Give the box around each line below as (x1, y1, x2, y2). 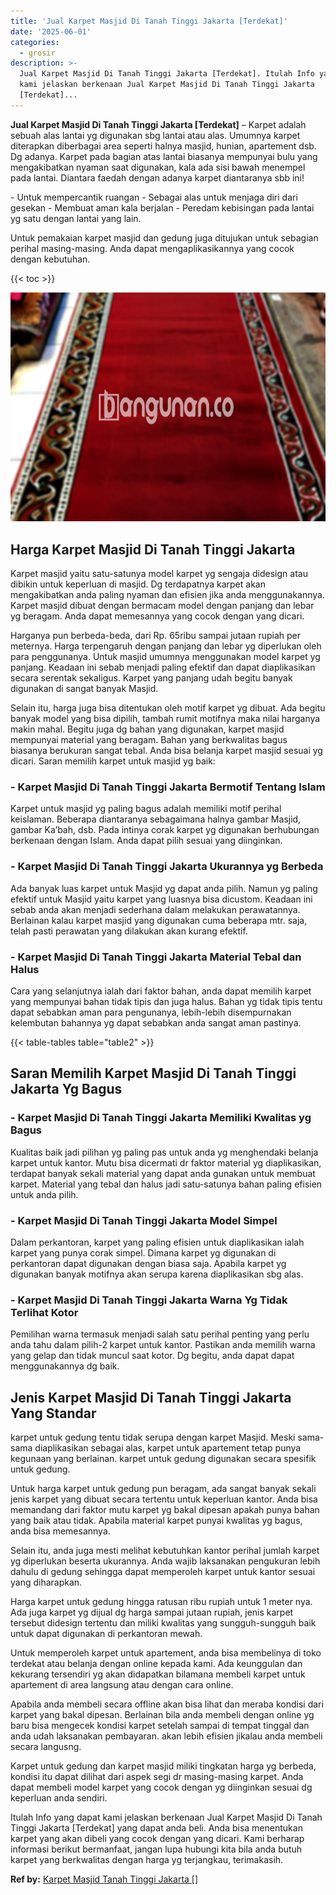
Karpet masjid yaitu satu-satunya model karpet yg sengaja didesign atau (10, 568, 308, 580)
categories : (10, 37, 60, 47)
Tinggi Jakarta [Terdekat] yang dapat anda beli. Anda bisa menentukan (10, 1822, 303, 1834)
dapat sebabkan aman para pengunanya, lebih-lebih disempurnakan (10, 1006, 292, 1018)
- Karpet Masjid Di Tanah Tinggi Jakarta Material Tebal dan (10, 950, 302, 964)
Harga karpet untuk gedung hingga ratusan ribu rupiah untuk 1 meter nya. (10, 1596, 313, 1608)
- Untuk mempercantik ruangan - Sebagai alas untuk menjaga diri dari (10, 191, 298, 203)
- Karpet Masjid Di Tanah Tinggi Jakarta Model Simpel (10, 1213, 278, 1227)
